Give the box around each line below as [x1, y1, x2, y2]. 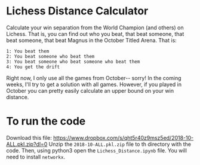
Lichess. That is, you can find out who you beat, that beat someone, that [6, 30, 184, 37]
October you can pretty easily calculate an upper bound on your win [6, 87, 174, 94]
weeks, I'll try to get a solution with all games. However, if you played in [6, 81, 182, 88]
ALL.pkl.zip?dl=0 [6, 140, 48, 148]
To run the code [6, 115, 86, 128]
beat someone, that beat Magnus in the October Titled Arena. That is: [6, 36, 177, 44]
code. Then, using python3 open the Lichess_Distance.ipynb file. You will [6, 146, 187, 154]
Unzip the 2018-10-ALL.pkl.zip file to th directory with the [48, 140, 191, 148]
